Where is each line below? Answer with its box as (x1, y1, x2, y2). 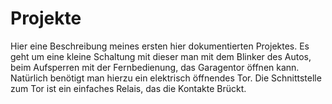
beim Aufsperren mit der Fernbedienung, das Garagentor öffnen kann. (10, 61, 300, 73)
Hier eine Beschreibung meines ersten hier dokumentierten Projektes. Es (10, 40, 310, 52)
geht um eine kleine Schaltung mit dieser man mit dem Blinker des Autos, (10, 50, 312, 62)
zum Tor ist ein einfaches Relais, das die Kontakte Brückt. (10, 82, 247, 94)
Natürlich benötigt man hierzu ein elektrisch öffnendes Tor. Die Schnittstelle (10, 72, 322, 84)
